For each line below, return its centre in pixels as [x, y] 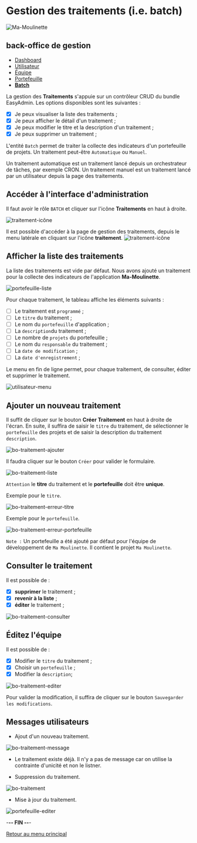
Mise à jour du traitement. [46, 799]
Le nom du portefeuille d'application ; [62, 324]
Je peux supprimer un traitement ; [56, 134]
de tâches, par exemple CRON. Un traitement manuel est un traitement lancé [98, 170]
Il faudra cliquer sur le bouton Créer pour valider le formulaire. [81, 461]
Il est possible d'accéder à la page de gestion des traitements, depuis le [93, 232]
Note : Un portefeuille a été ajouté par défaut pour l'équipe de [81, 541]
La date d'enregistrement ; [47, 358]
